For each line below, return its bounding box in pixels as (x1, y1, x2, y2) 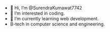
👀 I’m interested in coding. (10, 10, 65, 16)
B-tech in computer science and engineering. (10, 21, 105, 27)
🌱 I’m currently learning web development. (10, 16, 99, 21)
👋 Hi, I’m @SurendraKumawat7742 (10, 5, 83, 11)
